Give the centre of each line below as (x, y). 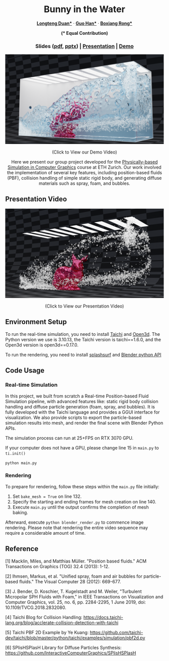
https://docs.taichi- (103, 617)
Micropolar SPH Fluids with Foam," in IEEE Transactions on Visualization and (84, 596)
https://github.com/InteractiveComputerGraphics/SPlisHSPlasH (71, 653)
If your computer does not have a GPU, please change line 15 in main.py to (82, 447)
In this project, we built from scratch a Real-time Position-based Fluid (77, 396)
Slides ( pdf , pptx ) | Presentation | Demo (84, 46)
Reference (22, 549)
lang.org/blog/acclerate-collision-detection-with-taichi (62, 623)
